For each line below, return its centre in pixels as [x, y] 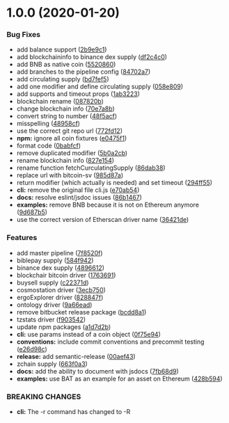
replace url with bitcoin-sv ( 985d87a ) [70, 175]
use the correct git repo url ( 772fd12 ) [70, 131]
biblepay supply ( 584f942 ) [55, 260]
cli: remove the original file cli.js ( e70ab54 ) [78, 190]
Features [22, 238]
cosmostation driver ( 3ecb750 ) [61, 289]
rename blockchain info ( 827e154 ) [65, 161]
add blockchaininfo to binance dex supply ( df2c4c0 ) [92, 57]
